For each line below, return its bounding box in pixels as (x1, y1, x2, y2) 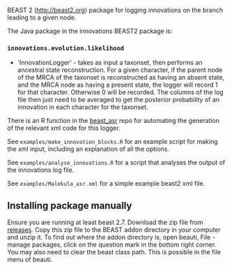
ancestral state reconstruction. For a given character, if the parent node (17, 66, 223, 74)
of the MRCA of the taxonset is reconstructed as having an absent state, (17, 73, 225, 82)
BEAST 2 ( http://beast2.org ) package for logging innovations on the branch (7, 6, 224, 14)
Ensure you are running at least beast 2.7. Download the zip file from (7, 218, 203, 226)
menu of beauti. (7, 255, 53, 264)
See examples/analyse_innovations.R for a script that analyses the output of (7, 159, 225, 167)
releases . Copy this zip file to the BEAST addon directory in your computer (7, 226, 221, 234)
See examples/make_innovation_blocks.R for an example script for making (7, 138, 218, 146)
